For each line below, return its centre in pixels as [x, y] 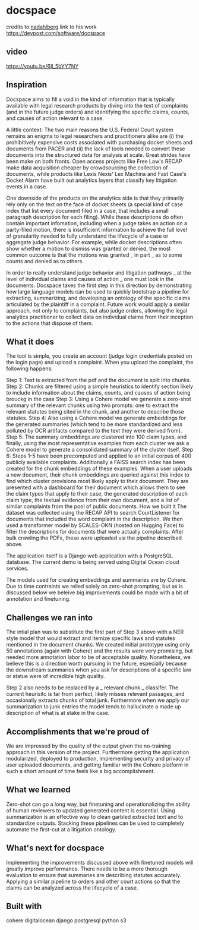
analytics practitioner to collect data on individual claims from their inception [100, 317]
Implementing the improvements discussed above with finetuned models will [100, 862]
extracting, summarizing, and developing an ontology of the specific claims [98, 298]
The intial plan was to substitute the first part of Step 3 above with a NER [95, 632]
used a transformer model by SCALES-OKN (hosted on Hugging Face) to [95, 525]
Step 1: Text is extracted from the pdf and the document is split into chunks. [99, 380]
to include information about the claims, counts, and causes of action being [99, 393]
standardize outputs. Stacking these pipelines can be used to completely [95, 823]
